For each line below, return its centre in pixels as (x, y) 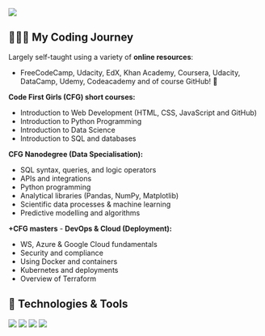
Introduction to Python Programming (81, 121)
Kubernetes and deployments (69, 270)
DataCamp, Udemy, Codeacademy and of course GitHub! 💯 (119, 81)
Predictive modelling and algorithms (80, 213)
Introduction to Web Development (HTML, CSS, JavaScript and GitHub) (138, 113)
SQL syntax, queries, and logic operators (88, 169)
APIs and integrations (56, 178)
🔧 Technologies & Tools (68, 304)
